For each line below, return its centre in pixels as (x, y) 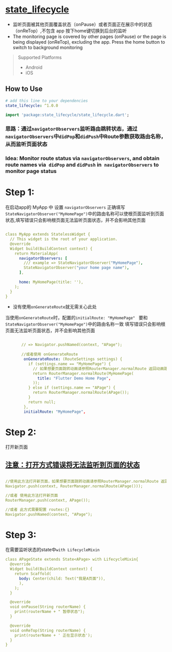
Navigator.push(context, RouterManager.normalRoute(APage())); (74, 486)
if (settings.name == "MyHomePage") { (69, 364)
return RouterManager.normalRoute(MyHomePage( (83, 373)
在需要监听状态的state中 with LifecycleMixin (52, 550)
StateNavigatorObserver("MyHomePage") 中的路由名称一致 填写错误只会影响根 (85, 324)
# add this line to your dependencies (47, 101)
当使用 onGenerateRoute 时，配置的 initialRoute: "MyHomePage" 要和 (77, 318)
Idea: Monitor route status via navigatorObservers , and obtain (82, 159)
